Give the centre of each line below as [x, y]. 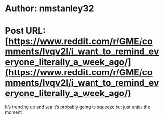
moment [13, 112]
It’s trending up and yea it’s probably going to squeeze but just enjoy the [78, 107]
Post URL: [25, 31]
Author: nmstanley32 [49, 9]
